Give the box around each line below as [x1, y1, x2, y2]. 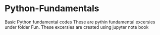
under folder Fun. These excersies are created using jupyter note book [4, 24, 149, 30]
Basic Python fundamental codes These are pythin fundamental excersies [4, 19, 156, 25]
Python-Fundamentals [4, 3, 100, 14]
